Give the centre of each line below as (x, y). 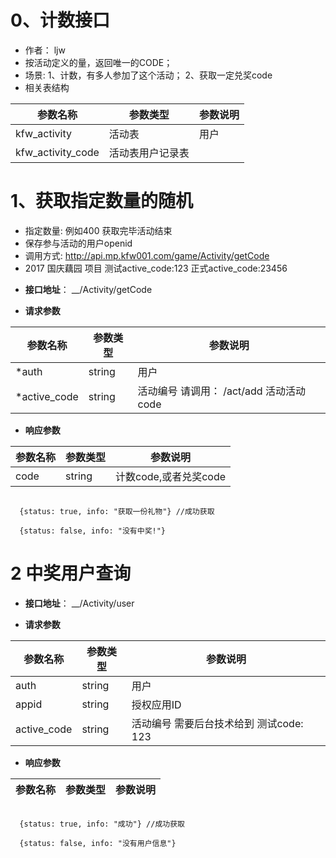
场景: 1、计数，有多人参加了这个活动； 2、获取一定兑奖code (148, 75)
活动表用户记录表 (149, 153)
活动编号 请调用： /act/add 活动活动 (221, 391)
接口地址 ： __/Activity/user (79, 603)
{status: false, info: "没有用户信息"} (98, 843)
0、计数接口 (60, 20)
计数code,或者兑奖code (171, 476)
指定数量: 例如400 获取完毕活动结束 (98, 230)
